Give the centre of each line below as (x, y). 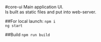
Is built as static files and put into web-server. (50, 12)
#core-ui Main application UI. (34, 7)
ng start (14, 26)
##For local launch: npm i (30, 21)
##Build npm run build (27, 35)
